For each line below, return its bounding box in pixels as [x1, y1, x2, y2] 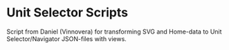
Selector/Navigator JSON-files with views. [6, 34, 127, 42]
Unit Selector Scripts [6, 5, 129, 21]
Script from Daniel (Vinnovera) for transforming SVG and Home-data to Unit [6, 27, 222, 36]
